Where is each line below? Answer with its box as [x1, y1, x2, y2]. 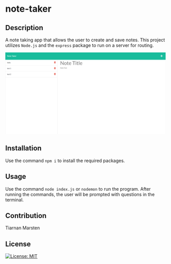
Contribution [5, 211, 47, 220]
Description [5, 23, 43, 32]
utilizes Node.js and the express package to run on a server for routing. [5, 42, 154, 48]
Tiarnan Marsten [5, 225, 40, 231]
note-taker [5, 3, 52, 15]
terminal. [5, 197, 24, 203]
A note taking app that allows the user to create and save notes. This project [5, 37, 165, 43]
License [5, 240, 31, 248]
